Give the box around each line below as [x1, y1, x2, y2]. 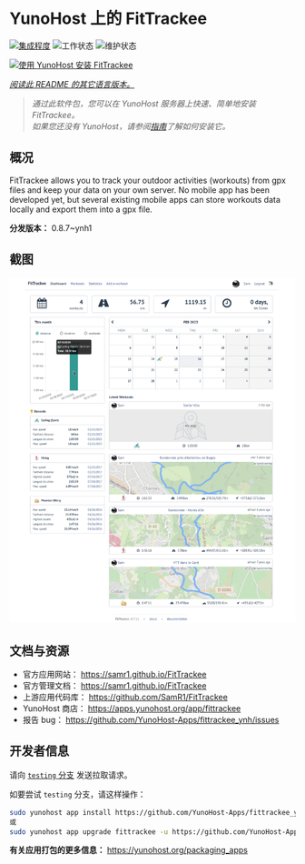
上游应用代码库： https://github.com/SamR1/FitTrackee [22, 691, 229, 702]
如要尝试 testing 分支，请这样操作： [9, 789, 146, 799]
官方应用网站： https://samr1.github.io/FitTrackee [22, 668, 207, 679]
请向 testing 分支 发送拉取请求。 [9, 769, 133, 780]
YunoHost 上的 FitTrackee [9, 8, 207, 29]
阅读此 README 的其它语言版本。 [9, 78, 135, 89]
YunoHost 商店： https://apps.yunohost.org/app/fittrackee [22, 702, 241, 714]
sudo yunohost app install [9, 808, 112, 817]
